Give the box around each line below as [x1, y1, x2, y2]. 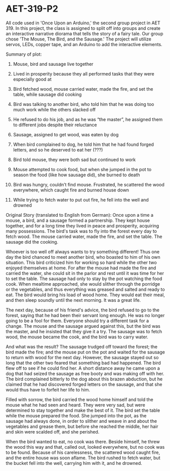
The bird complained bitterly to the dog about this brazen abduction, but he [6, 376, 163, 382]
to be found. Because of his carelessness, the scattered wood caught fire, [6, 449, 160, 455]
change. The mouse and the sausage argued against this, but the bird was [6, 323, 161, 329]
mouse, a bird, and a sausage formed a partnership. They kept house [6, 217, 150, 223]
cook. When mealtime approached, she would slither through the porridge [6, 281, 160, 287]
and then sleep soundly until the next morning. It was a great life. [6, 297, 141, 303]
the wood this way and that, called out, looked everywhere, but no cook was [6, 444, 165, 450]
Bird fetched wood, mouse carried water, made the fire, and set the [13, 86, 153, 92]
